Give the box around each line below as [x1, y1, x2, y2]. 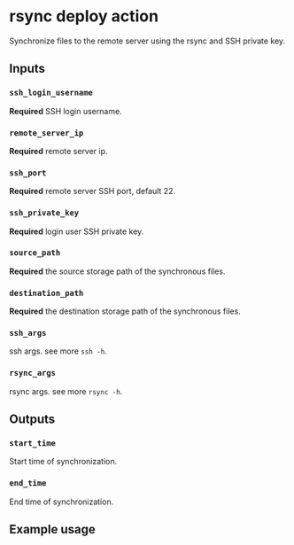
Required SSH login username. [9, 105, 122, 116]
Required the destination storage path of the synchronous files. [9, 306, 241, 316]
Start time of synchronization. [9, 456, 118, 467]
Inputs [9, 61, 46, 76]
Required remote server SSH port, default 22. [9, 186, 175, 197]
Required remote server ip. [9, 145, 108, 156]
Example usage [9, 522, 96, 537]
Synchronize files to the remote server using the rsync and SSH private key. [9, 35, 286, 46]
